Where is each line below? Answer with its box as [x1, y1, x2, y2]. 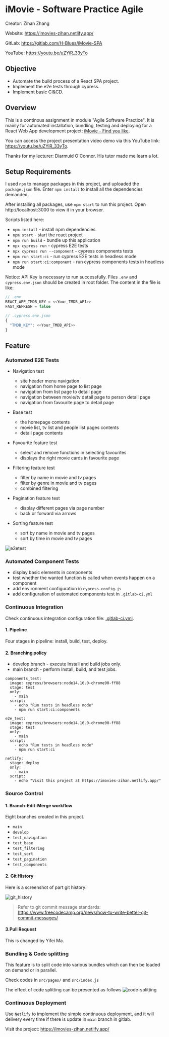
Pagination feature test [12, 495, 60, 502]
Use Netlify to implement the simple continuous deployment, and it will [5, 1011, 154, 1017]
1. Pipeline [5, 627, 27, 633]
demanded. [5, 192, 29, 198]
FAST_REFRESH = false [5, 304, 51, 309]
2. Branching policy [5, 650, 47, 656]
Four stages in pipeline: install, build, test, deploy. [5, 638, 108, 644]
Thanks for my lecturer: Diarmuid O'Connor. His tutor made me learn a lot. [5, 153, 159, 159]
